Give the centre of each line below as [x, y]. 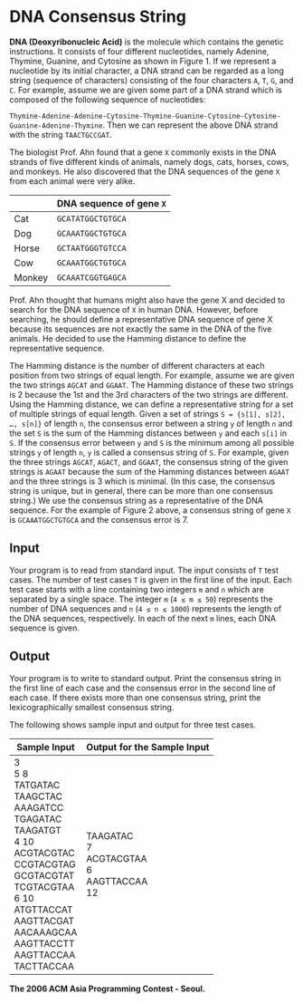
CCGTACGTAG [45, 864]
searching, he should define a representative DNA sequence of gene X [141, 319]
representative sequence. [57, 348]
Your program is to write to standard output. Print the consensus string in [146, 678]
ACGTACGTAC [44, 853]
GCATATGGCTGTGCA [91, 218]
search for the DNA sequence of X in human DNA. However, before [134, 309]
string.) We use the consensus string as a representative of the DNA [137, 500]
